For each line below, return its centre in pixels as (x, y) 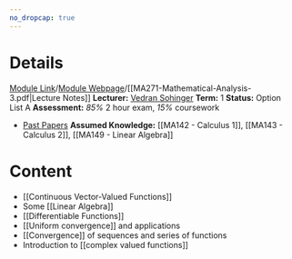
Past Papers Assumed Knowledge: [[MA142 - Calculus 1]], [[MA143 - (153, 125)
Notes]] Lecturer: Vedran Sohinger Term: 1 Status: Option (172, 97)
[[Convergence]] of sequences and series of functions (125, 235)
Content (41, 171)
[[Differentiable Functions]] (73, 215)
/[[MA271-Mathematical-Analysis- (188, 88)
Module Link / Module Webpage (67, 88)
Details (36, 62)
